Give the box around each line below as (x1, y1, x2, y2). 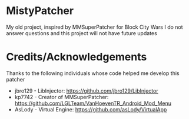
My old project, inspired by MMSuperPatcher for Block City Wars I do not (6, 23, 184, 30)
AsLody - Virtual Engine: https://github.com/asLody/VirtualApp (14, 106, 167, 113)
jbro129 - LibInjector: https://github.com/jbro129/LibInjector (14, 87, 158, 94)
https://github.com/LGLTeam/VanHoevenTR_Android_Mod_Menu (14, 100, 172, 107)
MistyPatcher (6, 4, 74, 18)
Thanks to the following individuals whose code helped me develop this (6, 69, 180, 77)
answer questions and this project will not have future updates (6, 29, 157, 36)
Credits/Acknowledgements (6, 50, 147, 64)
